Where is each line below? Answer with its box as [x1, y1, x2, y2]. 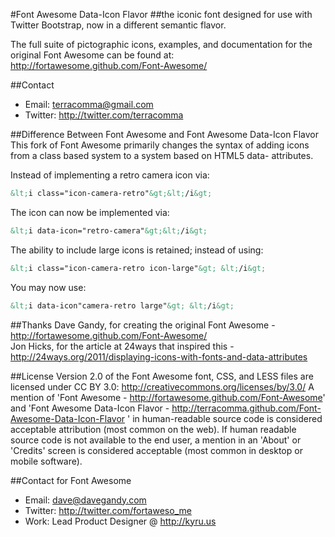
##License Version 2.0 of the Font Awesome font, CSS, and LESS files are [10, 370, 314, 382]
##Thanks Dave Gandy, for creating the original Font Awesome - [10, 319, 276, 331]
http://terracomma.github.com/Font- [171, 402, 322, 414]
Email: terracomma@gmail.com [24, 99, 154, 110]
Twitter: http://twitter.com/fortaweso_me [24, 504, 192, 516]
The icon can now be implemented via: [10, 206, 170, 218]
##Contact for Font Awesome [10, 474, 132, 486]
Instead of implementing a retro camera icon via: [10, 169, 210, 181]
